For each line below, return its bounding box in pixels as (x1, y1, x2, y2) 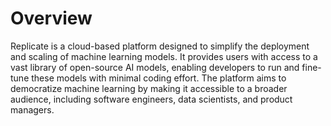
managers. (10, 103, 55, 116)
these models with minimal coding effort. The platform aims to (31, 72, 287, 84)
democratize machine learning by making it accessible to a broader (10, 82, 288, 94)
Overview (10, 7, 93, 30)
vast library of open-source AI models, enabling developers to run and (10, 61, 300, 73)
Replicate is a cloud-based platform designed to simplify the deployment (10, 40, 310, 52)
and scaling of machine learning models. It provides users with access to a (10, 50, 318, 62)
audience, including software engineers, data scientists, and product (10, 93, 293, 105)
